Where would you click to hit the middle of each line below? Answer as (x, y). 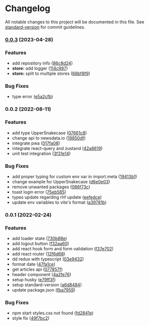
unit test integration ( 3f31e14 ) (41, 153)
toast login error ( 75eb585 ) (39, 192)
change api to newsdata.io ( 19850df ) (49, 138)
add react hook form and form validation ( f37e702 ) (63, 249)
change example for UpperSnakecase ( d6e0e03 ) (61, 181)
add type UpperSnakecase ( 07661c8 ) (50, 133)
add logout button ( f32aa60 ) (41, 244)
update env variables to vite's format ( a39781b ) (59, 202)
